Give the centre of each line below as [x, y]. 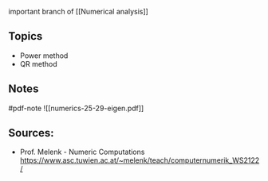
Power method [44, 56]
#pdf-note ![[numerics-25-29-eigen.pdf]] [76, 108]
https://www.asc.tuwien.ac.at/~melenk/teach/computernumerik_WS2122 [140, 160]
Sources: [31, 133]
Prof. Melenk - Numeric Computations [82, 152]
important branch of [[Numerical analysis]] [79, 12]
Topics [26, 36]
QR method [38, 64]
